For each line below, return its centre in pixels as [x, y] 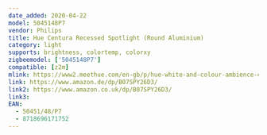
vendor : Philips [35, 30]
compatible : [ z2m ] [39, 67]
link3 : [19, 97]
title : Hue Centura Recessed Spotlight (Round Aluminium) [106, 38]
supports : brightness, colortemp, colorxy [79, 52]
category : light [35, 45]
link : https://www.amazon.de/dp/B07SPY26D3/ [83, 82]
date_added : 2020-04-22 [48, 15]
